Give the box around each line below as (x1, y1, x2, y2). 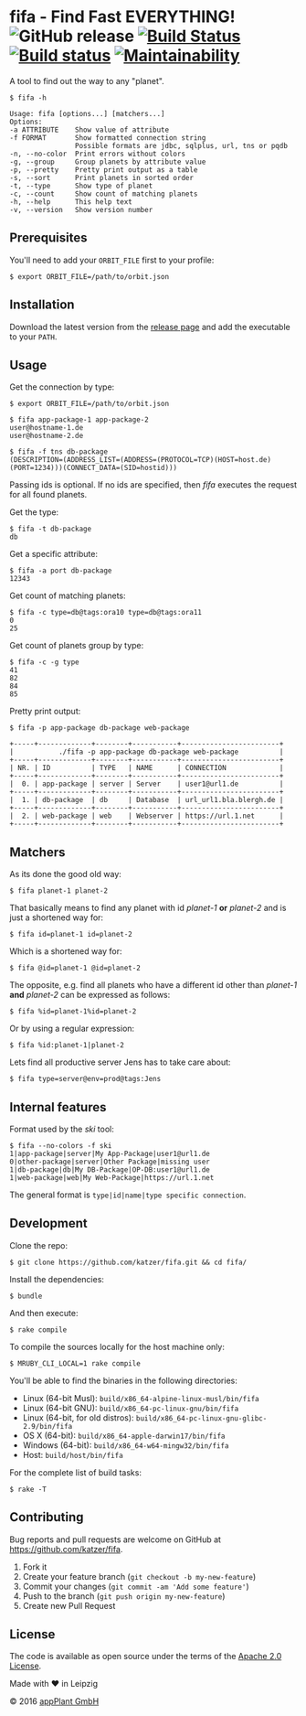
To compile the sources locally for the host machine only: (9, 1341, 226, 1352)
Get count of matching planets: (9, 590, 126, 601)
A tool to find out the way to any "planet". (9, 75, 164, 86)
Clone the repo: (9, 1239, 69, 1250)
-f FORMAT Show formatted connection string (9, 133, 206, 143)
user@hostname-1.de (9, 424, 84, 433)
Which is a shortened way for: (9, 946, 122, 957)
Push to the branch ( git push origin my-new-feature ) (22, 1590, 226, 1602)
